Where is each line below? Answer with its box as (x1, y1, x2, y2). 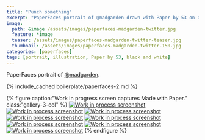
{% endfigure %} (84, 127, 127, 134)
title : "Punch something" (6, 9, 72, 15)
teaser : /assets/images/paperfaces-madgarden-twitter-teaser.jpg (12, 37, 182, 43)
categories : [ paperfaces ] (6, 49, 72, 55)
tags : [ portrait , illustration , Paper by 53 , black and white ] (6, 54, 171, 60)
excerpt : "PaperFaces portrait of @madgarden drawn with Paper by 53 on (6, 15, 195, 21)
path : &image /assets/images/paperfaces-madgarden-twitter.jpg (12, 26, 176, 32)
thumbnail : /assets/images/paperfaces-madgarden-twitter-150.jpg (12, 43, 182, 49)
